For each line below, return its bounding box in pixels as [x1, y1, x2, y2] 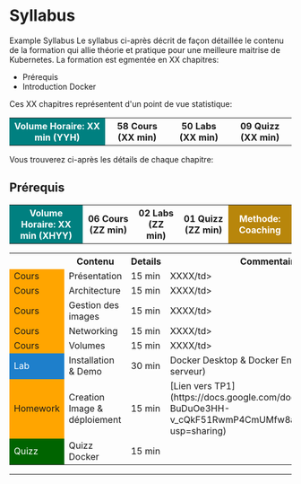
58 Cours [116, 119, 159, 132]
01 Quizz [183, 212, 224, 224]
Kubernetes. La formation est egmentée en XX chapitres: [9, 54, 219, 65]
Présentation [68, 269, 123, 282]
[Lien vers [169, 379, 212, 392]
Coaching [238, 224, 281, 236]
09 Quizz [240, 119, 280, 132]
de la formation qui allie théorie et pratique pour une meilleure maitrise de [9, 44, 280, 55]
